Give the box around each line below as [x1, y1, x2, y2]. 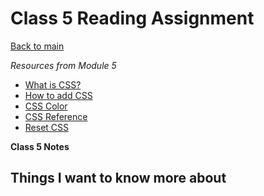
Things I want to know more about [10, 170, 227, 187]
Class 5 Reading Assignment [10, 7, 255, 30]
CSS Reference [24, 110, 88, 122]
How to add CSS [24, 89, 93, 101]
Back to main [10, 40, 65, 52]
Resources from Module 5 [10, 59, 117, 71]
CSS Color [24, 100, 68, 112]
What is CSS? [24, 78, 82, 91]
